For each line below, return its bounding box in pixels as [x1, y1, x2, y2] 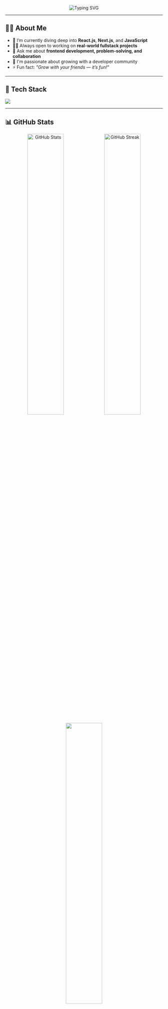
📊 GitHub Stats [5, 118, 54, 126]
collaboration [12, 53, 41, 59]
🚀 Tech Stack [5, 85, 47, 94]
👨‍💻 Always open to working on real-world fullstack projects [12, 42, 137, 48]
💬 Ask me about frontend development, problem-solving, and [12, 47, 142, 54]
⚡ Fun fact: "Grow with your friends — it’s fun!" [12, 64, 109, 70]
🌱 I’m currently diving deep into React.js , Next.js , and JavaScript [12, 37, 147, 43]
